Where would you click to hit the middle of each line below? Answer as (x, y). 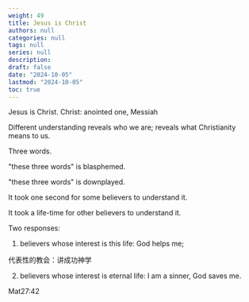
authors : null (32, 30)
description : (30, 60)
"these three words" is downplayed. (67, 182)
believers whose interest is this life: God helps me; (102, 244)
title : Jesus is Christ (48, 23)
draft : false (30, 68)
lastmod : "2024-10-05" (46, 82)
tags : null (26, 45)
